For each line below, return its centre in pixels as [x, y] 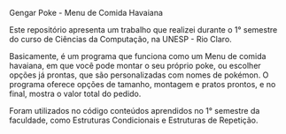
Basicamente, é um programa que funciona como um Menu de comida [138, 56]
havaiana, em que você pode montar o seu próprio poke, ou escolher [135, 66]
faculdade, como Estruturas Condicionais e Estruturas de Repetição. [134, 120]
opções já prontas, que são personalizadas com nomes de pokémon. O [139, 75]
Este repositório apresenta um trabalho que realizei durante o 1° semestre [143, 30]
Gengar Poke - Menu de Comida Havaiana [86, 13]
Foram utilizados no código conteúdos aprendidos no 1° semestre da [135, 111]
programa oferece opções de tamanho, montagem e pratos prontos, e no [143, 84]
